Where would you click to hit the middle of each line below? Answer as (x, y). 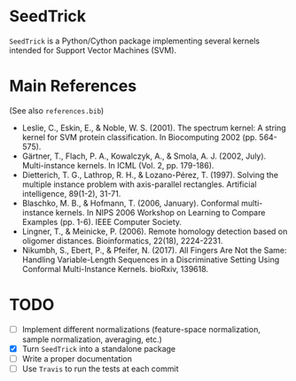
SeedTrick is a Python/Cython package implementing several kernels (135, 41)
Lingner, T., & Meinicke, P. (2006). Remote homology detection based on (155, 231)
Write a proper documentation (77, 358)
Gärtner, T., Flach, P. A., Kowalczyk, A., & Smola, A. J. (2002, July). (144, 156)
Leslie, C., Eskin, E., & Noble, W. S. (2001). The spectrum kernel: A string (154, 128)
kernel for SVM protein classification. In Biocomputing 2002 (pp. (140, 137)
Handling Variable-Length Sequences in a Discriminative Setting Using (151, 260)
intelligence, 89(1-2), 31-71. (71, 193)
